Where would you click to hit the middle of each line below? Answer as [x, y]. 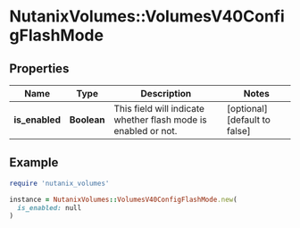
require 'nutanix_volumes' [59, 183]
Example [34, 163]
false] [239, 131]
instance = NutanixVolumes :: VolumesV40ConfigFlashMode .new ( [124, 199]
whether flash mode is [160, 120]
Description [166, 93]
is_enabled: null [50, 207]
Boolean [87, 120]
